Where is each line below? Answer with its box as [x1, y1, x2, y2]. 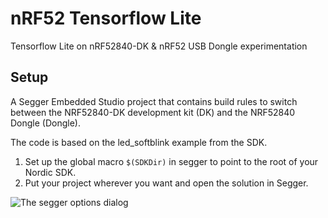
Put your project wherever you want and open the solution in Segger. [24, 177, 309, 189]
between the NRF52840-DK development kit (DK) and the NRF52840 [10, 106, 296, 118]
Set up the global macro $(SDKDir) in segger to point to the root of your [24, 155, 319, 167]
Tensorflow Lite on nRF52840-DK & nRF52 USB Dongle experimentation [10, 40, 308, 52]
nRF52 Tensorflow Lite [10, 7, 202, 30]
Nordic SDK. [24, 166, 77, 178]
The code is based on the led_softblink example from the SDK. [10, 136, 268, 148]
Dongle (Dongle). [10, 117, 81, 129]
